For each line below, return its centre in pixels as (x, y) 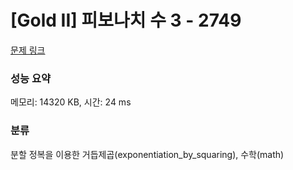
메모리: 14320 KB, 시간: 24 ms (71, 102)
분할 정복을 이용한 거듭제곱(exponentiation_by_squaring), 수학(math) (147, 154)
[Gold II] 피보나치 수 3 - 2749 (126, 20)
